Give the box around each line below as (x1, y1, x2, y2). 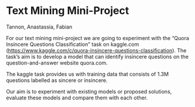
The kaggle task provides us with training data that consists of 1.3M (6, 70, 169, 77)
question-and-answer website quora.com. (6, 59, 108, 66)
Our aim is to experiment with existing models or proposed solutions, (6, 88, 172, 95)
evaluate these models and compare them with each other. (6, 94, 148, 101)
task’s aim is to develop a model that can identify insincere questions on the (6, 53, 189, 60)
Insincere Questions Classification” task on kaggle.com (6, 41, 139, 48)
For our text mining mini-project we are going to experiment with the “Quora (6, 34, 189, 41)
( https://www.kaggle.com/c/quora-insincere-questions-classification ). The (6, 47, 187, 53)
